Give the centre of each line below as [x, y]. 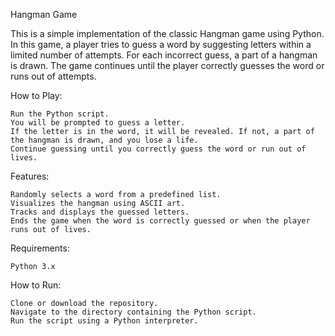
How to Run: [36, 285]
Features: [30, 176]
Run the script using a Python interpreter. [104, 321]
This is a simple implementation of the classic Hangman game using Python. [167, 33]
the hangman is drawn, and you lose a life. [104, 140]
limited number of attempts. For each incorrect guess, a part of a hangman [164, 55]
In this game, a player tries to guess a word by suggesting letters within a [161, 44]
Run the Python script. [60, 114]
